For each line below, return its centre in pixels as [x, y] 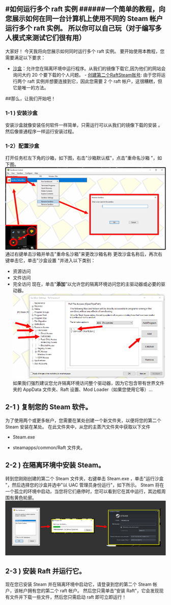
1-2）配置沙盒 [22, 146]
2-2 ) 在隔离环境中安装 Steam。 [55, 465]
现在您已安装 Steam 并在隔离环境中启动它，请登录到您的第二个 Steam [78, 585]
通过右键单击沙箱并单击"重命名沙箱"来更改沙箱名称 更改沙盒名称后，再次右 [84, 254]
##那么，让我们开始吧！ [31, 98]
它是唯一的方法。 [31, 87]
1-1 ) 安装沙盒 [22, 113]
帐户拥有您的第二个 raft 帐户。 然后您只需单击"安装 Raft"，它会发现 [89, 591]
